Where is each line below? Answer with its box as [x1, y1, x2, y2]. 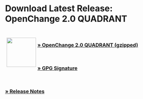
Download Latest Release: [5, 3, 113, 14]
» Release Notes [5, 88, 45, 95]
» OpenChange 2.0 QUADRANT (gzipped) [37, 41, 138, 48]
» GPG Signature [37, 65, 78, 72]
